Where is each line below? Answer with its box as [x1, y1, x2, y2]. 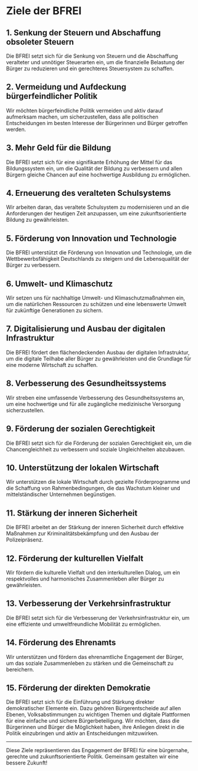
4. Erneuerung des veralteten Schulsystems [6, 188, 171, 198]
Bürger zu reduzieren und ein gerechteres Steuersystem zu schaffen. [6, 65, 174, 72]
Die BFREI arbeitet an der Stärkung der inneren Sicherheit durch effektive [6, 524, 184, 531]
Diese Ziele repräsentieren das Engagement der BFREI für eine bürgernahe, [6, 747, 189, 754]
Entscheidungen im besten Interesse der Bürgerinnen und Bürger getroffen [6, 119, 188, 126]
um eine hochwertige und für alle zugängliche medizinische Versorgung [6, 400, 181, 408]
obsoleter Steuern [6, 37, 74, 47]
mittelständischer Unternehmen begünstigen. [6, 491, 116, 498]
